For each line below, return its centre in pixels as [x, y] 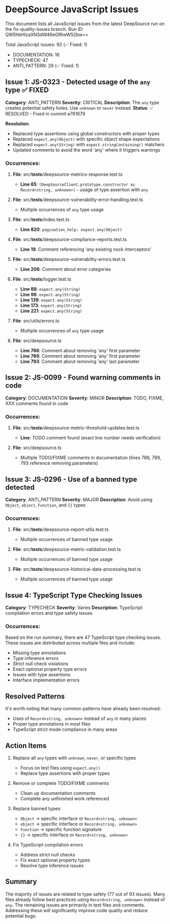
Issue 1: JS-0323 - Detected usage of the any [78, 82]
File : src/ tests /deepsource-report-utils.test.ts [60, 530]
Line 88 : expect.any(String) [50, 289]
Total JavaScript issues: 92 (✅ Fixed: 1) [46, 44]
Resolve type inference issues [52, 866]
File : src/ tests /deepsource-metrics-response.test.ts [68, 174]
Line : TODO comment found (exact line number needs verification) [90, 438]
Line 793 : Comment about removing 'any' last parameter [80, 361]
